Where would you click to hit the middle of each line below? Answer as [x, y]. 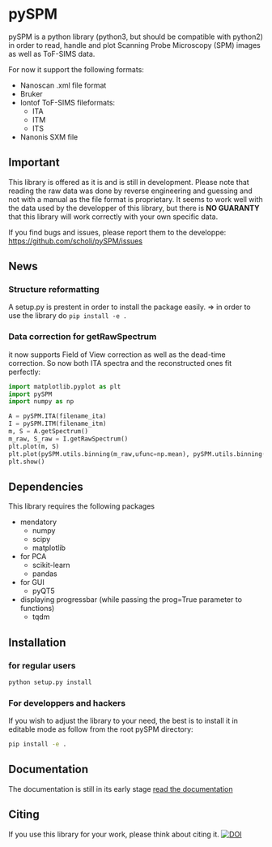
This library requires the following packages [82, 506]
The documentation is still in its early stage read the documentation [121, 789]
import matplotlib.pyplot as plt [65, 386]
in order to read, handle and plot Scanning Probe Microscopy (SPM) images [134, 45]
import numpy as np [41, 402]
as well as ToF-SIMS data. [52, 54]
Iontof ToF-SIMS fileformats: [68, 102]
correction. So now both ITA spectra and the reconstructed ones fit [120, 363]
